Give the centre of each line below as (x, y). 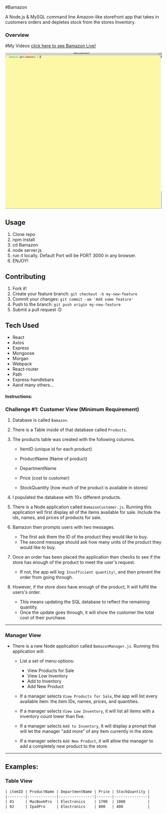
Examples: (22, 766)
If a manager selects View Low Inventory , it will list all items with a (87, 711)
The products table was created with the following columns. (74, 439)
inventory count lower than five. (52, 716)
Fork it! (20, 289)
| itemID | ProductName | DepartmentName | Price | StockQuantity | (78, 792)
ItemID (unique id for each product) (56, 449)
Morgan (20, 358)
